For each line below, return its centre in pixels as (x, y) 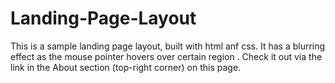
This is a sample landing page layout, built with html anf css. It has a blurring (168, 46)
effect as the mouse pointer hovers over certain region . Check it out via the (166, 56)
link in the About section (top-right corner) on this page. (126, 67)
